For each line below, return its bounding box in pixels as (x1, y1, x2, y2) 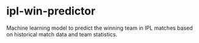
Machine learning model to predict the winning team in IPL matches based (6, 24, 194, 31)
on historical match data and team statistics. (6, 30, 118, 38)
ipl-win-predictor (6, 4, 96, 18)
